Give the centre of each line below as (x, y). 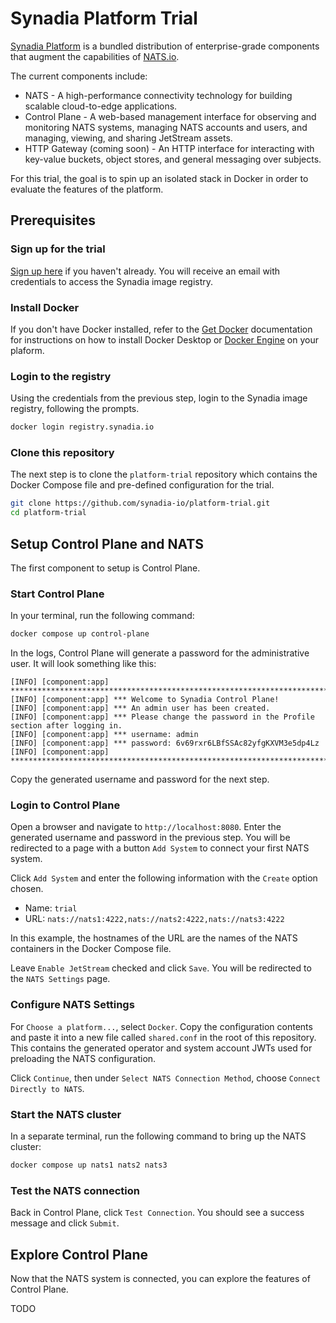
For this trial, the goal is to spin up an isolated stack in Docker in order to (159, 178)
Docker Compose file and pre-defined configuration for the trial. (142, 485)
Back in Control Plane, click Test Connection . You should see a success (157, 1213)
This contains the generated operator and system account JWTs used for (161, 1048)
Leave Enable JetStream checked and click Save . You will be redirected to (161, 968)
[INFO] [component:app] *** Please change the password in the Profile (162, 717)
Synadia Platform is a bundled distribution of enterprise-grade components (165, 46)
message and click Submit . (65, 1223)
